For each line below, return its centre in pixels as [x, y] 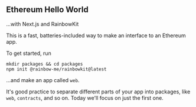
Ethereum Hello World [47, 10]
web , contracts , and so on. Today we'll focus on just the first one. [85, 98]
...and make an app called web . [43, 80]
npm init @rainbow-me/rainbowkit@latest [57, 69]
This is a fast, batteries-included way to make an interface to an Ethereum [96, 35]
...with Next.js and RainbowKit [43, 24]
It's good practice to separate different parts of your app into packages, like [98, 92]
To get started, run [29, 53]
